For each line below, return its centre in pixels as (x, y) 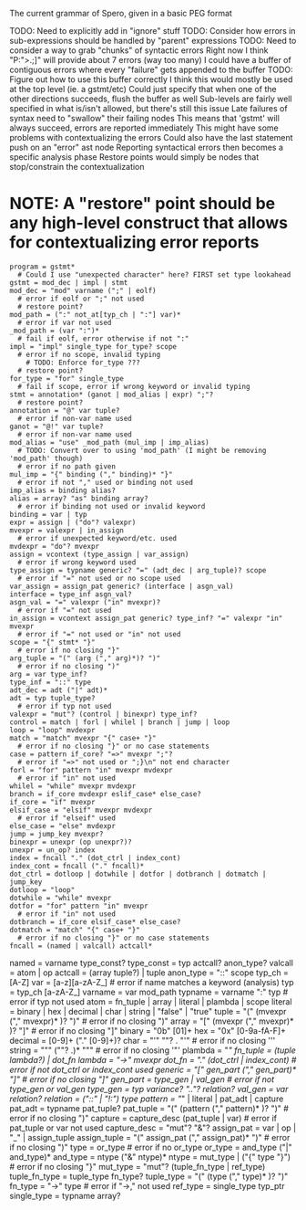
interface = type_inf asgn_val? (71, 594)
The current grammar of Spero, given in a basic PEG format (121, 13)
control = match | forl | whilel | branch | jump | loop (120, 722)
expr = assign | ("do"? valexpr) (73, 522)
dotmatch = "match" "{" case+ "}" (75, 930)
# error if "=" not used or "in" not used (99, 634)
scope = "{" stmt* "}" (52, 642)
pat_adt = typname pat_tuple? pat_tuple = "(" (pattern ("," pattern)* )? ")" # (149, 1108)
